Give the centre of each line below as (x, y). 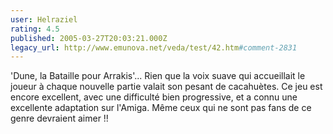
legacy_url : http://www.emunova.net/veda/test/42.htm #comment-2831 (154, 47)
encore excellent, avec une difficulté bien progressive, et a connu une (154, 97)
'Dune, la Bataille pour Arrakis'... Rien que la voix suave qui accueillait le (158, 76)
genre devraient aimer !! (59, 118)
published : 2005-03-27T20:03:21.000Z (89, 38)
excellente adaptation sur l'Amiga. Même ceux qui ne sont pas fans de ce (161, 108)
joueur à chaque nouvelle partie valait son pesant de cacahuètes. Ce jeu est (166, 87)
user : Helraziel (44, 19)
